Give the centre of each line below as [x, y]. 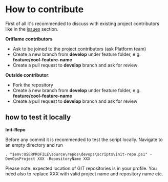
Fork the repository [33, 85]
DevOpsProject [20, 159]
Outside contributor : [27, 75]
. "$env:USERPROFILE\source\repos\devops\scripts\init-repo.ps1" [76, 154]
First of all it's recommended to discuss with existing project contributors [82, 24]
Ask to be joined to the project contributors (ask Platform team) [79, 49]
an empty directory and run [34, 145]
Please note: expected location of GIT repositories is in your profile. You [81, 168]
